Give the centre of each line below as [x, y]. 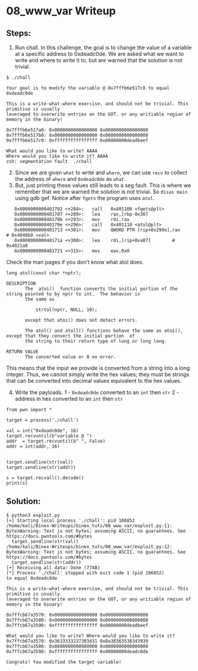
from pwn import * [29, 410]
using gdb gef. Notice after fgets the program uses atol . [85, 198]
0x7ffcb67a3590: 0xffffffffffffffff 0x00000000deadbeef [77, 625]
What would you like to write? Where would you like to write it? [91, 636]
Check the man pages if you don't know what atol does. [75, 262]
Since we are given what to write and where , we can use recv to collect [101, 173]
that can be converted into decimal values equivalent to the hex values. [94, 381]
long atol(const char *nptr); [44, 273]
